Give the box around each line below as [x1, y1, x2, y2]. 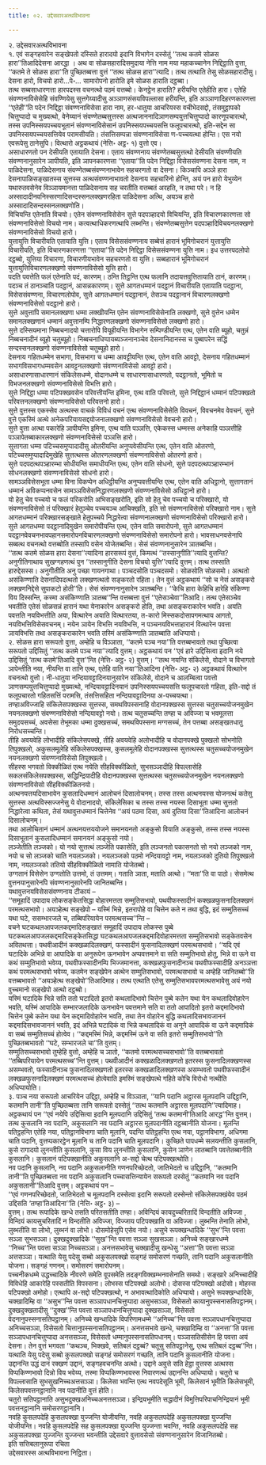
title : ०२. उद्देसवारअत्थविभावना [8, 11, 90, 20]
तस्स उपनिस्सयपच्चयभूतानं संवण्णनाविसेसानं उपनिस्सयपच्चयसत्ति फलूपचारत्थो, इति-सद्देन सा [8, 120, 236, 130]
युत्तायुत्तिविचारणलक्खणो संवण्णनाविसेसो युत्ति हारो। [8, 263, 132, 272]
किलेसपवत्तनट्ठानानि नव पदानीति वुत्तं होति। [8, 1385, 114, 1395]
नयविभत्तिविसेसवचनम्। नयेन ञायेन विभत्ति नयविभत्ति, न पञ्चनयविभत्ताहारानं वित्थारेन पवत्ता [8, 619, 231, 629]
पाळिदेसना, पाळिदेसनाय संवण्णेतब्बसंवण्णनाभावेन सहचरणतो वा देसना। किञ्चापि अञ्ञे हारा [8, 165, 227, 174]
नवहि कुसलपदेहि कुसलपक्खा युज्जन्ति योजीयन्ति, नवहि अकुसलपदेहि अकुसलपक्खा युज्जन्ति [8, 1412, 232, 1421]
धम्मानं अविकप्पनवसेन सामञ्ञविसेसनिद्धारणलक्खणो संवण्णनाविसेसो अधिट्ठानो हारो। [8, 485, 211, 495]
